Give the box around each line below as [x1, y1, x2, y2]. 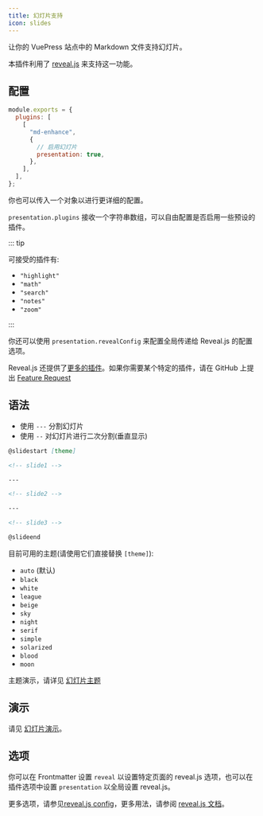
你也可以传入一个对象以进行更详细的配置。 [8, 195, 148, 205]
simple [19, 634, 42, 643]
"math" [19, 280, 42, 288]
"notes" [19, 297, 45, 305]
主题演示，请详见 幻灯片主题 [8, 675, 101, 685]
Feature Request [17, 373, 72, 382]
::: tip [8, 238, 25, 248]
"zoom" [19, 306, 42, 314]
